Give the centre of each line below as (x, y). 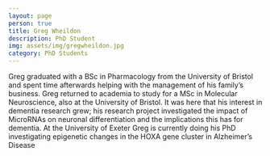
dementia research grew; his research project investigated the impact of (128, 111)
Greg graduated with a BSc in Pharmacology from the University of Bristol (131, 76)
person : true (30, 23)
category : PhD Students (48, 53)
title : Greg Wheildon (45, 31)
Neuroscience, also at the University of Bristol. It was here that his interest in (135, 102)
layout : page (30, 16)
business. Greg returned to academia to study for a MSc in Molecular (123, 93)
